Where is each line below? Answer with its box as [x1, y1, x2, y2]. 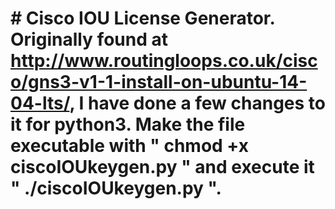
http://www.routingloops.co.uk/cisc [10, 50, 318, 72]
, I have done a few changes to [69, 92, 326, 115]
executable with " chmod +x [10, 135, 249, 157]
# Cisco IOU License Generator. [10, 7, 275, 30]
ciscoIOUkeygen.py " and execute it [10, 156, 315, 179]
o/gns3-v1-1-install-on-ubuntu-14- [10, 71, 308, 94]
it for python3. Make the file [10, 113, 246, 136]
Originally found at [10, 28, 168, 51]
